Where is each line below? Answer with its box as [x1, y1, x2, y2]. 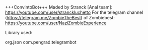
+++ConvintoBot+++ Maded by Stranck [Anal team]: [5, 4, 113, 10]
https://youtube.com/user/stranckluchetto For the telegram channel [5, 9, 143, 15]
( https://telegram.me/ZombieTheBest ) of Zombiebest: [5, 15, 115, 20]
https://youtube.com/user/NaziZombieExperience [5, 20, 107, 26]
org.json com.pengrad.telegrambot [5, 39, 77, 45]
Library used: [5, 30, 32, 35]
